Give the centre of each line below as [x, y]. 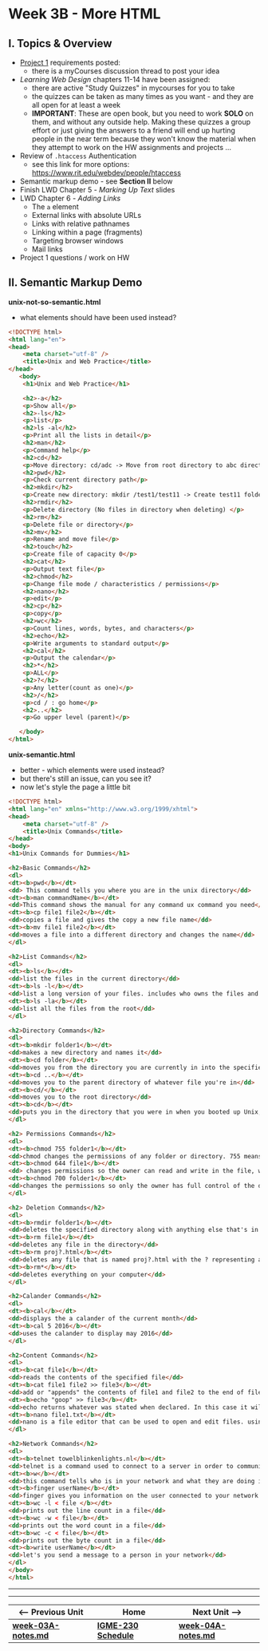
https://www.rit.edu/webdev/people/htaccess [106, 173]
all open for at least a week [76, 105]
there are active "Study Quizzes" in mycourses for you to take [133, 88]
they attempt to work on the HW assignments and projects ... [132, 147]
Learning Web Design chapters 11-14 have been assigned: [115, 79]
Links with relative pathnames [81, 224]
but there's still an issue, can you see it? [85, 778]
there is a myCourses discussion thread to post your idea [126, 71]
